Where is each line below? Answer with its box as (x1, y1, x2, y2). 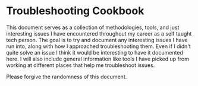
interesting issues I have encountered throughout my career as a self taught (6, 30, 192, 37)
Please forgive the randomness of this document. (6, 73, 127, 80)
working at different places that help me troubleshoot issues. (6, 61, 155, 69)
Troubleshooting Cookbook (6, 4, 144, 18)
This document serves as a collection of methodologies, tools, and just (6, 24, 180, 31)
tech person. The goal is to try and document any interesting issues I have (6, 36, 188, 43)
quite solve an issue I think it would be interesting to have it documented (6, 49, 183, 56)
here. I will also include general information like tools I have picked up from (6, 55, 189, 62)
